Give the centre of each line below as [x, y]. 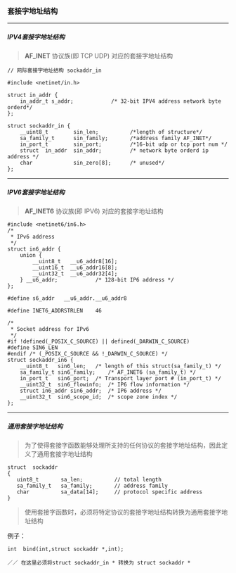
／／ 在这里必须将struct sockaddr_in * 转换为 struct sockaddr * [99, 563]
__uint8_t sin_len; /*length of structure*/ [111, 132]
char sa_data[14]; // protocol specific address [109, 492]
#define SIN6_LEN [33, 348]
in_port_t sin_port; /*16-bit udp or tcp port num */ [124, 145]
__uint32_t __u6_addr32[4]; [75, 274]
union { [31, 256]
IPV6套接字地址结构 [36, 192]
